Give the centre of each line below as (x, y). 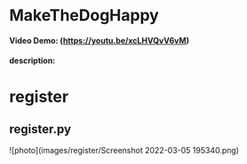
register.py (40, 129)
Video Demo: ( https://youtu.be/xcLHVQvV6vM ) (99, 40)
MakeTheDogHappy (84, 16)
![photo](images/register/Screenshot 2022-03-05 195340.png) (124, 151)
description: (32, 61)
